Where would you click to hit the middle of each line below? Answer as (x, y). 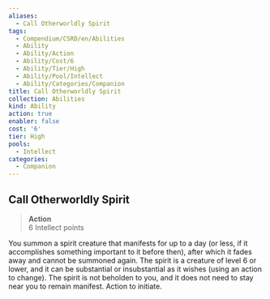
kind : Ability (32, 106)
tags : (17, 31)
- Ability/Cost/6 (45, 62)
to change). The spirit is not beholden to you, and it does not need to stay (131, 277)
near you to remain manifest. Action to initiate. (85, 286)
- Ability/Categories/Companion (71, 83)
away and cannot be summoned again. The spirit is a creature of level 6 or (133, 260)
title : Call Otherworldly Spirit (65, 91)
